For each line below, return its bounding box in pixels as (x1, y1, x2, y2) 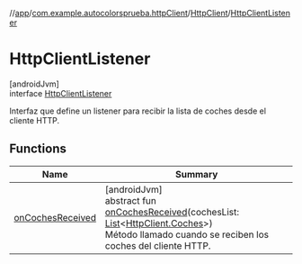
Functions (9, 141, 67, 157)
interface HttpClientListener (9, 87, 112, 98)
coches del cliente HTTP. (104, 239, 211, 251)
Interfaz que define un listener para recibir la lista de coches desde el (9, 105, 267, 116)
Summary (174, 168, 218, 180)
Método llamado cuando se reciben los (104, 228, 270, 241)
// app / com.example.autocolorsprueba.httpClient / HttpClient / (9, 8, 231, 18)
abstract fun (104, 194, 157, 206)
